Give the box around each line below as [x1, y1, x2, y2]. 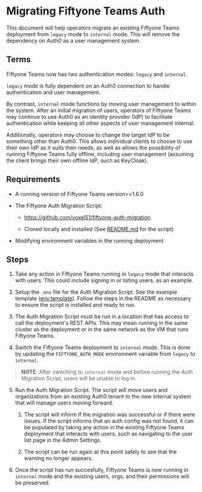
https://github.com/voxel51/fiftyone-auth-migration [24, 213, 151, 221]
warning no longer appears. [24, 455, 93, 462]
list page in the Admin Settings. [24, 437, 102, 444]
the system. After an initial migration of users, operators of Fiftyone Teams [6, 107, 191, 114]
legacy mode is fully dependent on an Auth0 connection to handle [6, 82, 170, 89]
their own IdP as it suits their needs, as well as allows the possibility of [6, 143, 181, 151]
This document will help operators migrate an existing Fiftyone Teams [6, 24, 180, 31]
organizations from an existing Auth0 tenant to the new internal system [14, 393, 191, 400]
